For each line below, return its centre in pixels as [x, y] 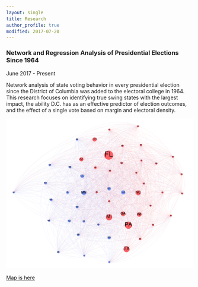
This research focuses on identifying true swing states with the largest [92, 97]
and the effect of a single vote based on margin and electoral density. [91, 110]
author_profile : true [33, 25]
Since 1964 [23, 61]
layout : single [25, 12]
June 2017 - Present [31, 73]
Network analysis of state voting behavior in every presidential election [93, 85]
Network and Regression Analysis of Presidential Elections [92, 53]
